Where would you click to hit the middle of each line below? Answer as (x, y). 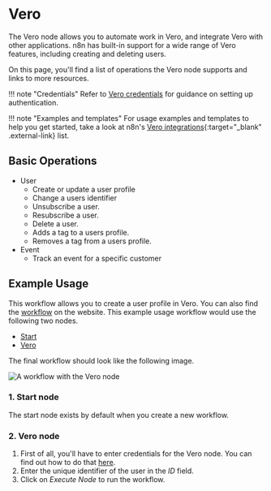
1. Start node (34, 397)
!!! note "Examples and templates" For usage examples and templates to (129, 118)
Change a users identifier (75, 198)
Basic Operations (53, 161)
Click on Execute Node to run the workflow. (92, 480)
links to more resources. (49, 78)
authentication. (34, 102)
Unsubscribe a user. (66, 206)
